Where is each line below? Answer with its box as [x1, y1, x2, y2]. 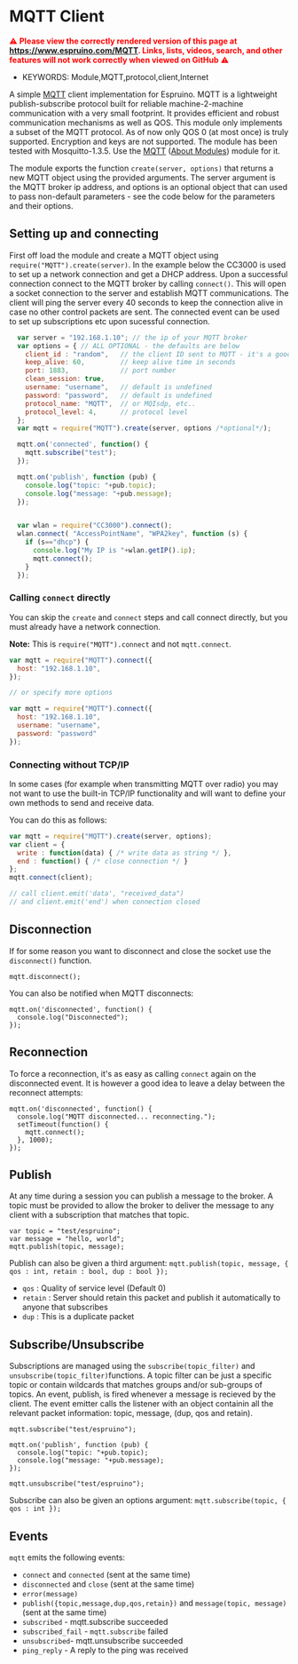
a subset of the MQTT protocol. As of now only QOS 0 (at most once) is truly [9, 126, 289, 137]
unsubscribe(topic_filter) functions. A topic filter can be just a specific [9, 1370, 272, 1381]
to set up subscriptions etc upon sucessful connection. [9, 315, 210, 326]
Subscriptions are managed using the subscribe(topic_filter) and [9, 1361, 255, 1372]
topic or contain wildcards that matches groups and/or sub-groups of [9, 1380, 263, 1390]
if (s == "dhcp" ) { [25, 537, 90, 547]
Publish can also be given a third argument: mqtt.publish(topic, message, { [9, 1258, 289, 1269]
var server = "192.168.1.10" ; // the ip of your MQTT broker [17, 333, 248, 342]
